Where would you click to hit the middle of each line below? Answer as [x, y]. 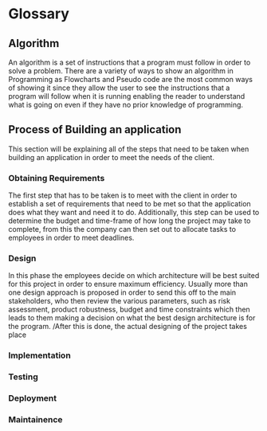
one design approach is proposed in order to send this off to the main [122, 292]
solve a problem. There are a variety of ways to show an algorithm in [121, 71]
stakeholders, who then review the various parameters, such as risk [120, 301]
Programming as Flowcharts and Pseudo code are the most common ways [131, 79]
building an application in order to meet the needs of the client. [112, 157]
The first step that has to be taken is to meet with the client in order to [123, 195]
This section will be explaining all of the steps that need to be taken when [129, 149]
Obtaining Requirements [57, 178]
